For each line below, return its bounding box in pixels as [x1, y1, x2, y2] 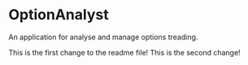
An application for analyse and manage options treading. [8, 32, 198, 42]
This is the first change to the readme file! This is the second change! [8, 47, 241, 57]
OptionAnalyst [8, 6, 109, 24]
